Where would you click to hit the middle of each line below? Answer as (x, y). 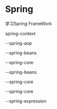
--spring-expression (26, 101)
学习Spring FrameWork (28, 23)
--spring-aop (19, 43)
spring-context (20, 33)
